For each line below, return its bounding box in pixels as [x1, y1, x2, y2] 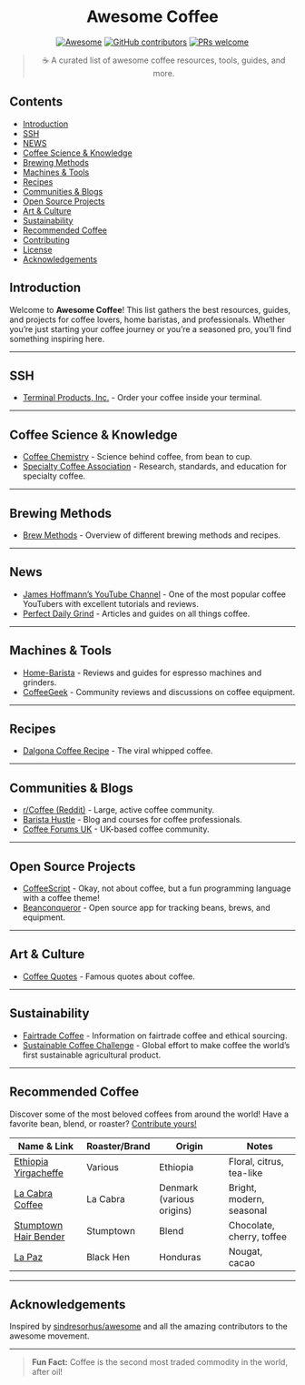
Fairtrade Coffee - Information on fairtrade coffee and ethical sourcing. [22, 1030, 288, 1041]
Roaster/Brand [85, 1139, 151, 1152]
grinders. [22, 676, 57, 688]
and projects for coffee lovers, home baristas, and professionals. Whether [9, 314, 286, 325]
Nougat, [228, 1245, 263, 1258]
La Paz [14, 1250, 44, 1263]
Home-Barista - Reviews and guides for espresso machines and [22, 667, 262, 678]
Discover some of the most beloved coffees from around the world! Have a [9, 1108, 289, 1119]
